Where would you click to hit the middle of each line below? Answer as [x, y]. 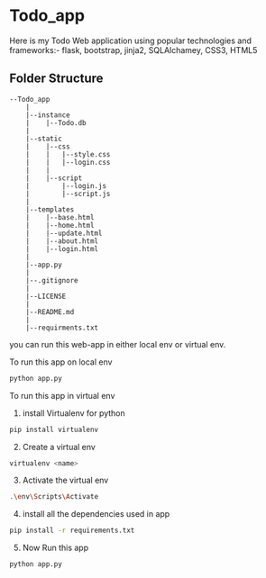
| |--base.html [60, 217]
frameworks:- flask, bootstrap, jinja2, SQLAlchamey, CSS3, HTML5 [133, 50]
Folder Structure [56, 79]
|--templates [50, 209]
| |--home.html [60, 225]
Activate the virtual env [65, 480]
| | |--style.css [68, 154]
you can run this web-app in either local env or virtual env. [118, 344]
